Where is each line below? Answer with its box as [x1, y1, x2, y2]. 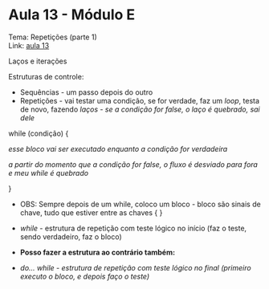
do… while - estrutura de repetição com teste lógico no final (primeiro [19, 263, 251, 272]
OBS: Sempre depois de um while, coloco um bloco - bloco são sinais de [19, 199, 261, 209]
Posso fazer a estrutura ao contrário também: [19, 247, 175, 257]
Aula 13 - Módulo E [8, 6, 136, 24]
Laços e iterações [8, 56, 67, 66]
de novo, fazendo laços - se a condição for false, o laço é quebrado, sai [19, 104, 261, 114]
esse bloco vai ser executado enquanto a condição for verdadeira [8, 144, 228, 153]
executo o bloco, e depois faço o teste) [19, 271, 150, 281]
